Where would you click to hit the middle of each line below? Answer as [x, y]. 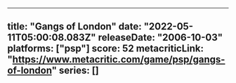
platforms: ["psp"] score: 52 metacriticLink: [106, 49]
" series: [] [76, 71]
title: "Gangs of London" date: [74, 26]
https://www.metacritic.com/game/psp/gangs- [119, 59]
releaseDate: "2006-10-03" [160, 38]
